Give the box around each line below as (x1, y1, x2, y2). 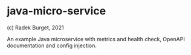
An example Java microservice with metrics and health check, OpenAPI (7, 35, 185, 42)
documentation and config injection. (7, 42, 97, 49)
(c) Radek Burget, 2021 (7, 24, 64, 31)
